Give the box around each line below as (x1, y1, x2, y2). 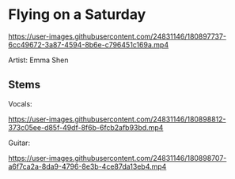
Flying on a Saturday (8, 6, 146, 24)
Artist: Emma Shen (8, 55, 69, 65)
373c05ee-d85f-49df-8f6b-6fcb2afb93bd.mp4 (8, 122, 164, 132)
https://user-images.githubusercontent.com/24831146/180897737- (8, 32, 227, 41)
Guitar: (8, 138, 30, 147)
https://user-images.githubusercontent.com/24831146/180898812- (8, 114, 226, 124)
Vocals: (8, 99, 33, 108)
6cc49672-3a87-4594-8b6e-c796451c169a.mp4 (8, 39, 169, 49)
